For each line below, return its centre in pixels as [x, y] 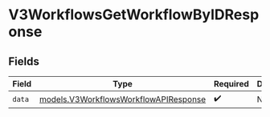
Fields [24, 61]
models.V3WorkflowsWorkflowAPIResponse [123, 99]
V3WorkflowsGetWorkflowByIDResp [134, 15]
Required [231, 84]
